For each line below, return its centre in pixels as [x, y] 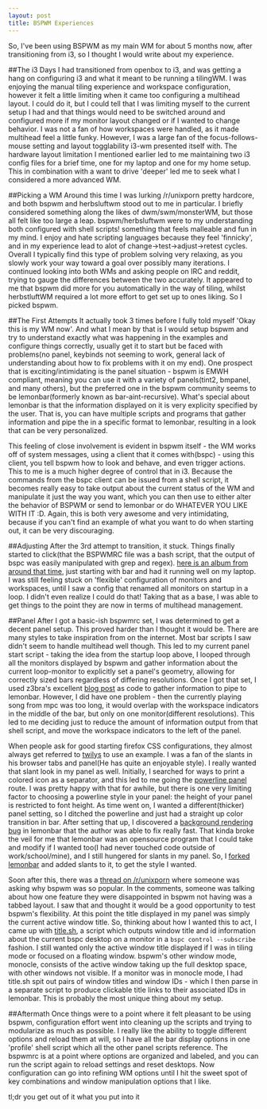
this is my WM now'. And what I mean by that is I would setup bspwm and [128, 329]
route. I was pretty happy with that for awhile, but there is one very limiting [130, 788]
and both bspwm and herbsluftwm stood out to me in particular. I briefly [126, 203]
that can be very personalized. [58, 430]
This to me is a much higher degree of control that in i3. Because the [120, 471]
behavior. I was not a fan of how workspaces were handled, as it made [124, 129]
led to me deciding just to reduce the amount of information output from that [133, 722]
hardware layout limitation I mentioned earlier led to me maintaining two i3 [129, 154]
